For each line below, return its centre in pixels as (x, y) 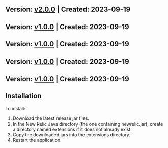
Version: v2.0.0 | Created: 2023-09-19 (68, 9)
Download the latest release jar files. (51, 118)
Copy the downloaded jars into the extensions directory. (72, 134)
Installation (23, 96)
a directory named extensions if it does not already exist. (72, 129)
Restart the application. (37, 140)
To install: (15, 108)
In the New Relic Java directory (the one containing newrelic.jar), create (88, 124)
